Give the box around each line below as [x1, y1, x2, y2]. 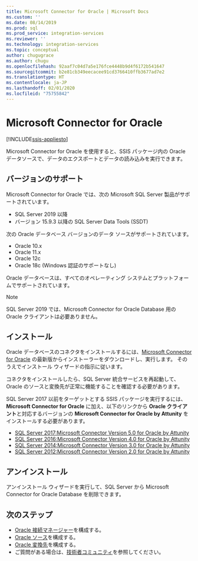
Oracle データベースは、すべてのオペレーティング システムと [6, 274, 153, 281]
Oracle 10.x [14, 242, 42, 249]
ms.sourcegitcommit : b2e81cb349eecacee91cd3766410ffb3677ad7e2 [6, 69, 165, 75]
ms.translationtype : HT [6, 74, 65, 80]
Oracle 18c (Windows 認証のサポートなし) [14, 261, 117, 268]
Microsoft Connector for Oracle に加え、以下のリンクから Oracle [6, 403, 166, 410]
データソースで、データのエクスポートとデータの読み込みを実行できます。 [6, 155, 186, 162]
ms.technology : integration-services [6, 42, 99, 48]
